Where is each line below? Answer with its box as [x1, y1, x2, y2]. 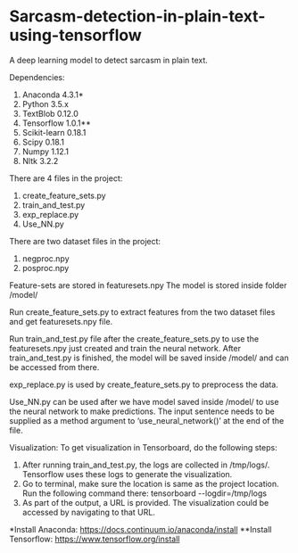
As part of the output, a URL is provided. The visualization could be [21, 497, 269, 508]
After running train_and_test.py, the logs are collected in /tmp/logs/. [21, 459, 270, 470]
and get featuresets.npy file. [9, 316, 113, 326]
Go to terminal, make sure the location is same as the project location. [21, 478, 279, 489]
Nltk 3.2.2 [21, 155, 59, 166]
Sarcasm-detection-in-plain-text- [9, 6, 266, 27]
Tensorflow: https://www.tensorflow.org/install [9, 533, 180, 544]
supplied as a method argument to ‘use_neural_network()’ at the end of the [9, 415, 285, 425]
